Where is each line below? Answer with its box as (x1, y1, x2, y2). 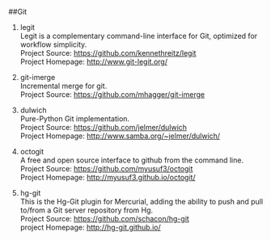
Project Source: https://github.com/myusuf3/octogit (19, 164, 193, 173)
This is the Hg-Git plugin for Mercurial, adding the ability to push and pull (19, 197, 264, 206)
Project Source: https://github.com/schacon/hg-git (19, 214, 190, 223)
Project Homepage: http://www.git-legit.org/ (19, 57, 168, 66)
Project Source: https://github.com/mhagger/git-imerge (19, 90, 205, 99)
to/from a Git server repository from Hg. (19, 205, 154, 215)
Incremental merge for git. (19, 81, 108, 91)
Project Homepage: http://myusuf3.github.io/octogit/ (19, 173, 196, 182)
